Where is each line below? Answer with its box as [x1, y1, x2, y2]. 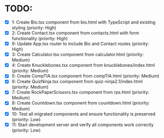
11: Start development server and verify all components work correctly [11, 121, 154, 128]
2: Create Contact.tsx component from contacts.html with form [11, 30, 139, 36]
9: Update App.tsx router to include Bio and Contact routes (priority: [11, 41, 149, 47]
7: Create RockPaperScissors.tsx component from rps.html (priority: [11, 89, 149, 95]
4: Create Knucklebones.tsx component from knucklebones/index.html [11, 62, 155, 68]
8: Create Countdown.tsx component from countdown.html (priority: [11, 100, 150, 106]
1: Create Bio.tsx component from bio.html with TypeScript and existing [11, 19, 156, 25]
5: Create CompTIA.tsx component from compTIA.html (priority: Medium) [11, 73, 160, 79]
